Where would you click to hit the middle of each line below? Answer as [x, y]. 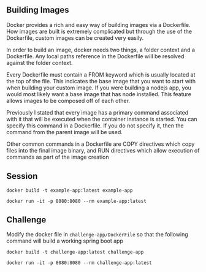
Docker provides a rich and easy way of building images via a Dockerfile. [99, 25]
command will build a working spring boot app [65, 241]
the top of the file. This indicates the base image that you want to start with [101, 81]
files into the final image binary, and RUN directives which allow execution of [103, 150]
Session [22, 176]
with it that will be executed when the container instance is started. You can [102, 119]
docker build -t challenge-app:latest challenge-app [75, 252]
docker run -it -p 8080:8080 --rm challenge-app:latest [79, 263]
